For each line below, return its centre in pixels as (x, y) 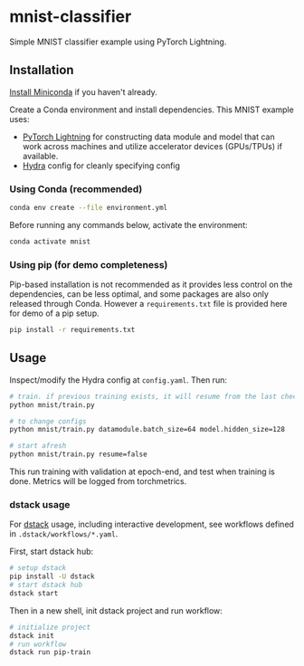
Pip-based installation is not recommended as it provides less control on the (151, 285)
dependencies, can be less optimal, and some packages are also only (139, 294)
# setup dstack (38, 568)
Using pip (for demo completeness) (89, 264)
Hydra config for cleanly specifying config (101, 166)
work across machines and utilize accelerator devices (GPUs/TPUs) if (152, 146)
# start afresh (38, 446)
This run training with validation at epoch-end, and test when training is (142, 471)
